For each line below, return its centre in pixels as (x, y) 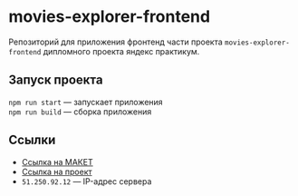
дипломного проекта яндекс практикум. (121, 51)
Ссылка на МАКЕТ (57, 162)
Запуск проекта (56, 80)
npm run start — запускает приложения (86, 102)
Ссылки (32, 140)
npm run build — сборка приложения (80, 112)
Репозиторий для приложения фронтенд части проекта (115, 42)
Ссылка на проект (57, 171)
